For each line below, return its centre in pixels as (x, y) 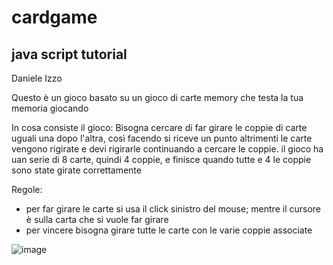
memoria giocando (50, 108)
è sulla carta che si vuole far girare (97, 219)
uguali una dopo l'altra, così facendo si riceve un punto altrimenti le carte (162, 138)
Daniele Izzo (37, 78)
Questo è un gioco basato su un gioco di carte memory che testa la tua (157, 97)
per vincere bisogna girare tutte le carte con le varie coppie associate (169, 230)
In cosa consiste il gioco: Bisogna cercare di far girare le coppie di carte (159, 127)
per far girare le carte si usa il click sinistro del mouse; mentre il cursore (173, 209)
